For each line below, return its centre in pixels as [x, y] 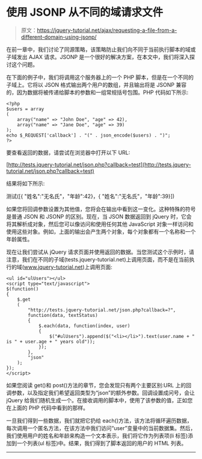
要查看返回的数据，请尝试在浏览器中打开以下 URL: [68, 152]
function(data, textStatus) [63, 315]
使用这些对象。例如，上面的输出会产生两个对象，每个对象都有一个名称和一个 [101, 231]
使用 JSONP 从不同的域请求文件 [85, 12]
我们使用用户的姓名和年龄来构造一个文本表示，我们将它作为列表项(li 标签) [97, 436]
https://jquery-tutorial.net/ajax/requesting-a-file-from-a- [107, 30]
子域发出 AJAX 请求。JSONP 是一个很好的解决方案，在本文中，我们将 [93, 57]
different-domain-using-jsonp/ [59, 37]
